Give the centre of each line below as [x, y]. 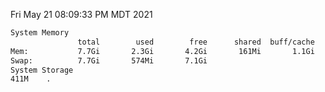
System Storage [42, 70]
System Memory [40, 33]
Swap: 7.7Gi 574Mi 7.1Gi [109, 60]
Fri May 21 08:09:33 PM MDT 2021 [81, 14]
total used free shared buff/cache [196, 42]
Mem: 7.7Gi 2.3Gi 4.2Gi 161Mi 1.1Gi [162, 51]
